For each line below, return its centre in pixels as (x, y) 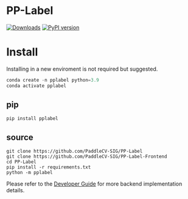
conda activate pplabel (37, 86)
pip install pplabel (33, 119)
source (20, 137)
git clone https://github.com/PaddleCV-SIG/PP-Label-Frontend (87, 157)
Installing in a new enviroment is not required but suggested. (82, 69)
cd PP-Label (21, 162)
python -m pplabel (30, 173)
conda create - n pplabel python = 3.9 (53, 80)
